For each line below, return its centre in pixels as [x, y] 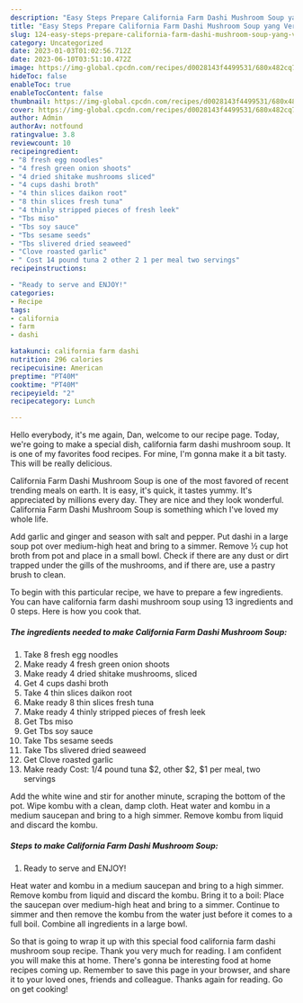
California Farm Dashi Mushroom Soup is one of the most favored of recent [149, 481]
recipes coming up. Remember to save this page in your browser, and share [150, 970]
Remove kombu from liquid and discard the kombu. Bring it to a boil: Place [147, 895]
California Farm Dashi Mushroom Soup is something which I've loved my [144, 510]
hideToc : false [39, 76]
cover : [22, 110]
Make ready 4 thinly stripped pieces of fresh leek [114, 712]
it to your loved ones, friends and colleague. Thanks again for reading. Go [147, 980]
